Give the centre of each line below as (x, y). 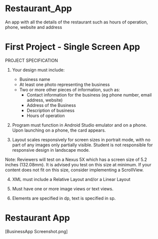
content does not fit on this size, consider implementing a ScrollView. (74, 170)
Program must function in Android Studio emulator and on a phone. (79, 125)
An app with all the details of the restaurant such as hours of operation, (77, 22)
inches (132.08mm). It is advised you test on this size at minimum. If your (78, 164)
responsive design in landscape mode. (51, 150)
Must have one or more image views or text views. (63, 189)
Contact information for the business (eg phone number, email (89, 95)
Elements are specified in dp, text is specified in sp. (64, 198)
